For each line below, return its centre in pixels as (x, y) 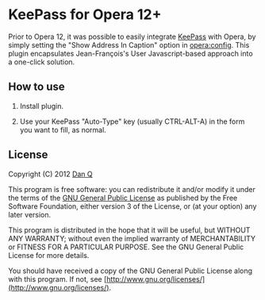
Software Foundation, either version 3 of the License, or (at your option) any (132, 206)
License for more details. (49, 255)
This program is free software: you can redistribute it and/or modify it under (132, 189)
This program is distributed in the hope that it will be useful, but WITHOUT (129, 230)
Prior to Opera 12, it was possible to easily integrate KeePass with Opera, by (132, 37)
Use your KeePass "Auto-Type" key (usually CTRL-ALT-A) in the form (132, 121)
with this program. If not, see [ (58, 279)
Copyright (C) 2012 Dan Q (50, 174)
